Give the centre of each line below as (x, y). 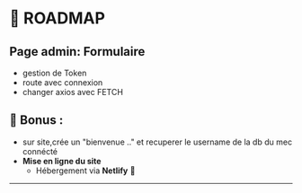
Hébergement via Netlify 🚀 (85, 171)
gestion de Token (54, 73)
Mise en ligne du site (62, 161)
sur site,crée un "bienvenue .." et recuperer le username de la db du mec (157, 142)
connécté (40, 151)
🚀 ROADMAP (58, 18)
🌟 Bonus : (36, 120)
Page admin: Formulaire (77, 52)
